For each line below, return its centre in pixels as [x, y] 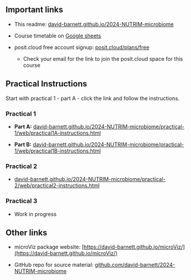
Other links [26, 233]
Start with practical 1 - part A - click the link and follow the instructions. [93, 98]
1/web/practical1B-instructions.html [57, 151]
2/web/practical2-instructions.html [57, 186]
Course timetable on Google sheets [58, 36]
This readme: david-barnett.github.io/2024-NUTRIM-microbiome [94, 24]
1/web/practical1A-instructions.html [57, 133]
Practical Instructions [46, 84]
